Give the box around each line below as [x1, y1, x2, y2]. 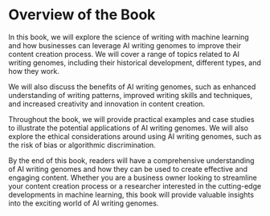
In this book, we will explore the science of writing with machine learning [8, 32, 249, 42]
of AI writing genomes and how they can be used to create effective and [8, 164, 247, 173]
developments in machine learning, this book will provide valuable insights [8, 190, 255, 199]
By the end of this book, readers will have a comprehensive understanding [8, 155, 255, 165]
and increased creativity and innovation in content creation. [8, 99, 206, 108]
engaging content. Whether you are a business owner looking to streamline [8, 173, 257, 182]
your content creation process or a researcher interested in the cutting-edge [8, 181, 262, 190]
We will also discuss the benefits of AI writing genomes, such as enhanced [8, 82, 256, 92]
